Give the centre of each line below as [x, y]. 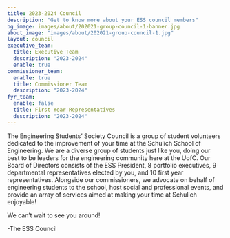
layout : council [30, 39]
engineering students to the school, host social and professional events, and [115, 187]
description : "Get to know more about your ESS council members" [103, 20]
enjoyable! [22, 201]
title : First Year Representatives [64, 110]
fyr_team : [21, 97]
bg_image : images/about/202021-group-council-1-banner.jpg [94, 26]
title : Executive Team [46, 52]
